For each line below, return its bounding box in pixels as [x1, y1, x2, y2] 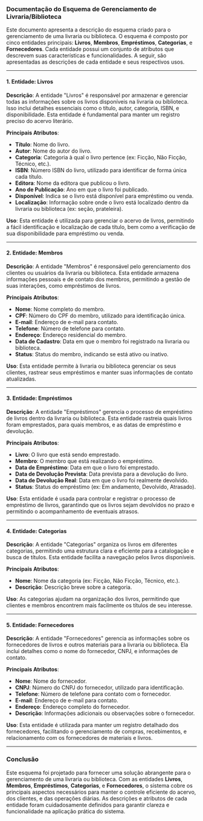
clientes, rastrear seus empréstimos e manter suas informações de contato [6, 368, 193, 376]
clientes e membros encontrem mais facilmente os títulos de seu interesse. [6, 602, 193, 609]
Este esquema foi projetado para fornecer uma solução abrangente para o [6, 769, 192, 776]
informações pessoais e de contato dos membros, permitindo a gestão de [6, 275, 190, 283]
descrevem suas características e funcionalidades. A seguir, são [6, 52, 167, 59]
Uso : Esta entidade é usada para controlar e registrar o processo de [6, 494, 176, 502]
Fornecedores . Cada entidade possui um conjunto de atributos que [6, 45, 174, 53]
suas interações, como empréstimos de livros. [6, 282, 121, 289]
